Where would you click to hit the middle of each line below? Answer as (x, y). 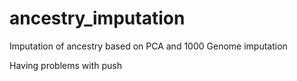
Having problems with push (65, 65)
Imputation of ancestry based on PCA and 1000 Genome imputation (148, 46)
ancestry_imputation (97, 18)
